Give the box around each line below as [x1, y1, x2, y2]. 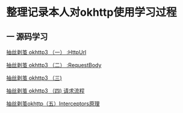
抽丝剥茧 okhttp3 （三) [6, 74, 62, 82]
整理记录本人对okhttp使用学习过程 [6, 5, 177, 19]
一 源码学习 [6, 31, 48, 42]
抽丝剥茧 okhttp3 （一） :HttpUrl [6, 49, 87, 56]
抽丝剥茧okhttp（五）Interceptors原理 [6, 100, 100, 107]
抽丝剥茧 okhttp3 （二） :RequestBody [6, 62, 102, 68]
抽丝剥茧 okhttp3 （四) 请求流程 [6, 87, 85, 94]
